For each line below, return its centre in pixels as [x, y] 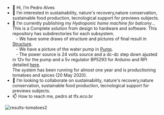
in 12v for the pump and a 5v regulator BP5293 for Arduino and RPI [80, 59]
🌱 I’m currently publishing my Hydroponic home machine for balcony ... [84, 23]
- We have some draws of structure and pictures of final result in [81, 39]
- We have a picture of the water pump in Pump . [65, 49]
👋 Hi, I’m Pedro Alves [33, 8]
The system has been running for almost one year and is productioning [84, 70]
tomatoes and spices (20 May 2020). [50, 75]
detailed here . [26, 65]
